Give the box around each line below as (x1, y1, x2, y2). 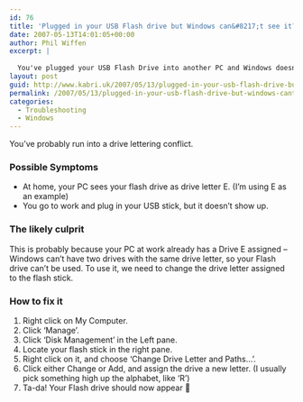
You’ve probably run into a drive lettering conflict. (9, 139, 194, 150)
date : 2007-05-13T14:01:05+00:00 (9, 30, 135, 39)
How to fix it (9, 295, 63, 307)
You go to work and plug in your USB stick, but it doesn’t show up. (22, 200, 269, 212)
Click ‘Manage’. (22, 325, 79, 336)
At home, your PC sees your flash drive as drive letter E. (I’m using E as (22, 181, 287, 192)
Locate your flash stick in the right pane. (22, 344, 173, 355)
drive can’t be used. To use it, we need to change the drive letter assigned (9, 262, 286, 273)
